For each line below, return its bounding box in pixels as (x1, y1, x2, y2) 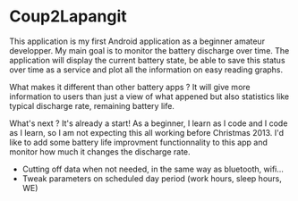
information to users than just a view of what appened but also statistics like (9, 91, 290, 102)
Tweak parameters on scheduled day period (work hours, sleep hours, (21, 172, 282, 184)
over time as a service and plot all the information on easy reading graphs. (9, 64, 284, 75)
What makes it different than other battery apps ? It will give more (9, 81, 251, 92)
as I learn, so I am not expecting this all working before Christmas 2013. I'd (9, 127, 285, 138)
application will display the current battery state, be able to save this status (9, 54, 285, 65)
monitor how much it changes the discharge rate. (9, 146, 191, 157)
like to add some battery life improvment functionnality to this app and (9, 137, 268, 147)
